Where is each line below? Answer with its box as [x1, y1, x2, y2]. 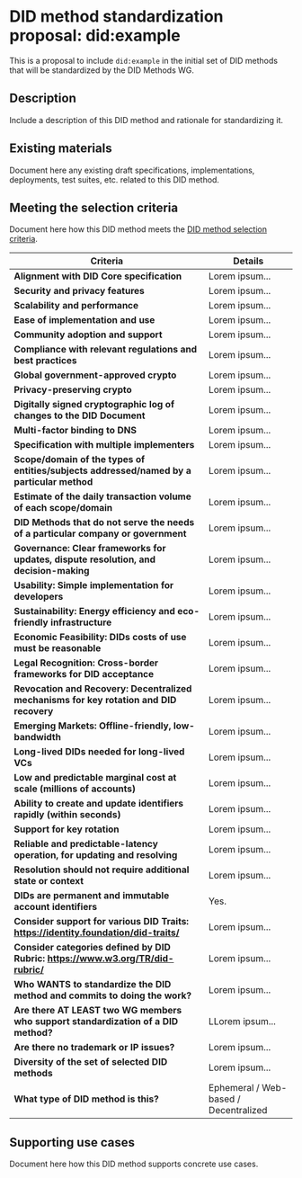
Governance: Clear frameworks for [13, 542, 166, 555]
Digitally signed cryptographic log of [13, 398, 175, 411]
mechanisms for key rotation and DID [13, 694, 177, 707]
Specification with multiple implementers [13, 439, 195, 451]
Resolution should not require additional [13, 863, 190, 876]
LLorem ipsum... [208, 1015, 277, 1028]
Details [233, 254, 264, 267]
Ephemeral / [208, 1082, 261, 1094]
